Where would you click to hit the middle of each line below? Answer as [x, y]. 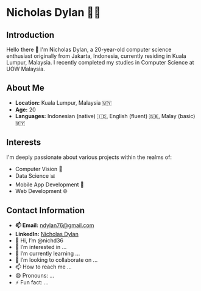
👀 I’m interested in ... [41, 247]
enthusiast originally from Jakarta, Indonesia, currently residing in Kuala [97, 56]
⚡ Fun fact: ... [32, 282]
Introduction [30, 35]
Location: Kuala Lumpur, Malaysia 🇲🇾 [63, 102]
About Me [25, 88]
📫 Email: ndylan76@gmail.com [55, 225]
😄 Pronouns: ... [35, 276]
